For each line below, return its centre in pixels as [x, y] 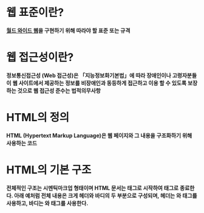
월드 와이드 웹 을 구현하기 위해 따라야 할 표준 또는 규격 [68, 30]
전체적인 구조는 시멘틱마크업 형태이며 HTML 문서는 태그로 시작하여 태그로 [93, 188]
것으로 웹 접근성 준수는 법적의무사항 [59, 90]
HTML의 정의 [38, 118]
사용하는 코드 [22, 143]
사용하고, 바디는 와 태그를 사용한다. [47, 203]
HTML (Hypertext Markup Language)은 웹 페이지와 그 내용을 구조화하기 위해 [99, 135]
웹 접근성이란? [40, 58]
